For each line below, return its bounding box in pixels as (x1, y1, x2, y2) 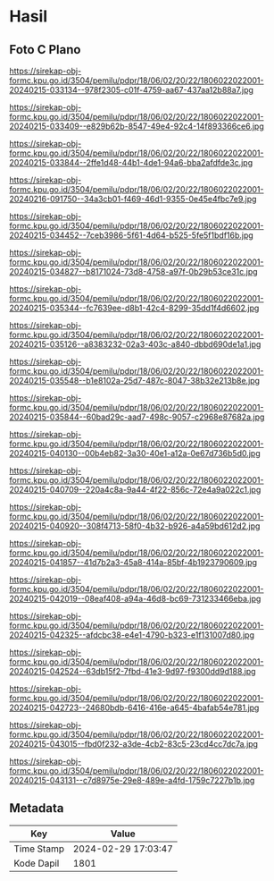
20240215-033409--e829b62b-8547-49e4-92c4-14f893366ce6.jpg (9, 121, 265, 131)
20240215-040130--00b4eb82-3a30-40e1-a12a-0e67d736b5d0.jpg (9, 448, 261, 458)
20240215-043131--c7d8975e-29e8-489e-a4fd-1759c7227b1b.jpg (9, 775, 255, 785)
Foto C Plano (9, 42, 81, 57)
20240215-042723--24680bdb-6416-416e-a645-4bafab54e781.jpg (9, 702, 260, 713)
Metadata (9, 801, 64, 816)
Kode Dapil (13, 857, 60, 869)
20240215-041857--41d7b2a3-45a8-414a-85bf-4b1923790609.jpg (9, 557, 257, 567)
